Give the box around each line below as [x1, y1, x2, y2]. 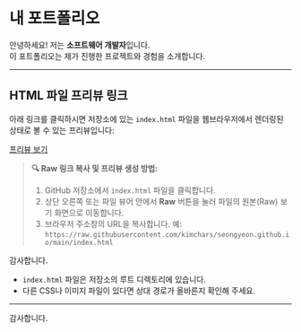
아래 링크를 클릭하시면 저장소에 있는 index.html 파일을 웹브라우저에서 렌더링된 [9, 113, 284, 124]
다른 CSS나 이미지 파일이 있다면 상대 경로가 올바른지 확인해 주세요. [21, 284, 256, 296]
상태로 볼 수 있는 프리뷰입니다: [9, 125, 115, 135]
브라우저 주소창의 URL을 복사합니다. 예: [44, 218, 182, 229]
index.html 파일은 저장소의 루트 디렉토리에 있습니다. [21, 274, 206, 284]
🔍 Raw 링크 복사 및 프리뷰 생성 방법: [30, 162, 159, 173]
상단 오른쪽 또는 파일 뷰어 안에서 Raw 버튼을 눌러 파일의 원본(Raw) [44, 196, 279, 206]
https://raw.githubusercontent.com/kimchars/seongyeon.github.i [44, 230, 290, 239]
